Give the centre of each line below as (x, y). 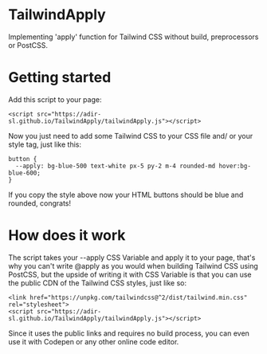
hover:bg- (235, 166)
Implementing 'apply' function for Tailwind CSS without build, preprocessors (133, 37)
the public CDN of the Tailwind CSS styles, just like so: (98, 283)
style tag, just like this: (45, 144)
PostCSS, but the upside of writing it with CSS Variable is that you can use (130, 274)
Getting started (60, 78)
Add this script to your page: (55, 99)
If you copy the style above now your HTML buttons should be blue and (126, 195)
